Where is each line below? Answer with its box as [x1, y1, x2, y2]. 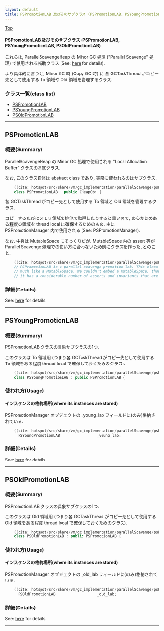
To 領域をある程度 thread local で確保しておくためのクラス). [5, 361, 125, 366]
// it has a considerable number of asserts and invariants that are [14, 274, 159, 279]
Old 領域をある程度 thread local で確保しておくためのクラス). [5, 520, 128, 526]
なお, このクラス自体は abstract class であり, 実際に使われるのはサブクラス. [5, 175, 157, 181]
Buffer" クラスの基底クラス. [5, 165, 61, 170]
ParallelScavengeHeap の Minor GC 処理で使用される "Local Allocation [5, 158, 147, 164]
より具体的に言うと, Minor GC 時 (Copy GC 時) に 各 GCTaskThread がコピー [5, 71, 159, 76]
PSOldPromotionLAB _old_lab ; [18, 592, 117, 597]
